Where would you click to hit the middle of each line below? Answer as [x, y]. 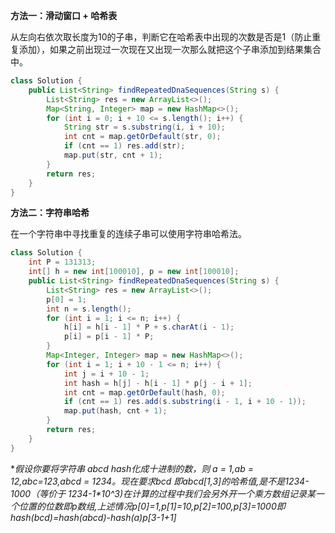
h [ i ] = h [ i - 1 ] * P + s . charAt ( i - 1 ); [149, 327]
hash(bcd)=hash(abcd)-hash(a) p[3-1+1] [93, 517]
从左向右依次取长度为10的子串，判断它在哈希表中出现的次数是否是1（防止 [161, 37]
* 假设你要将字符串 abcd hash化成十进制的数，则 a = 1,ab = [132, 468]
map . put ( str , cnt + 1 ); [113, 155]
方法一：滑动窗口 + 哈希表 [64, 15]
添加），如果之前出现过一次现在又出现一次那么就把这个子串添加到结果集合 [170, 49]
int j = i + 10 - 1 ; [106, 374]
